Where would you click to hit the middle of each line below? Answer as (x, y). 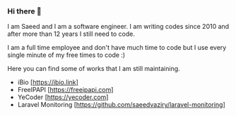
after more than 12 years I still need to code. (71, 34)
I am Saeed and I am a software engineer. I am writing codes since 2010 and (118, 27)
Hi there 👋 (25, 11)
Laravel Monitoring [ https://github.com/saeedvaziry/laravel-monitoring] (122, 105)
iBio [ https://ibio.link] (48, 82)
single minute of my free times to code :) (66, 55)
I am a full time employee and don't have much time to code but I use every (117, 48)
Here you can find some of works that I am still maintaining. (94, 69)
